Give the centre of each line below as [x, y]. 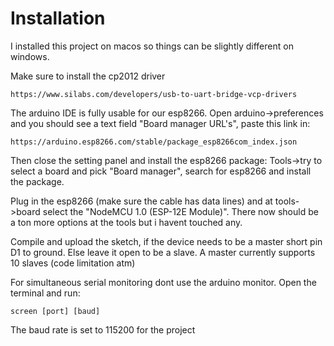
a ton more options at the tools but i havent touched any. [126, 222]
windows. [30, 56]
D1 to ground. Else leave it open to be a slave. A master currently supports [163, 252]
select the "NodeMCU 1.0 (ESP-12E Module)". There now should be [180, 211]
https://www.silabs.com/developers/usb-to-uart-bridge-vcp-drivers [154, 94]
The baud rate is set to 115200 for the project [103, 329]
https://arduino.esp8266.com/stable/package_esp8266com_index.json [154, 142]
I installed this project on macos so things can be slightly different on [152, 46]
